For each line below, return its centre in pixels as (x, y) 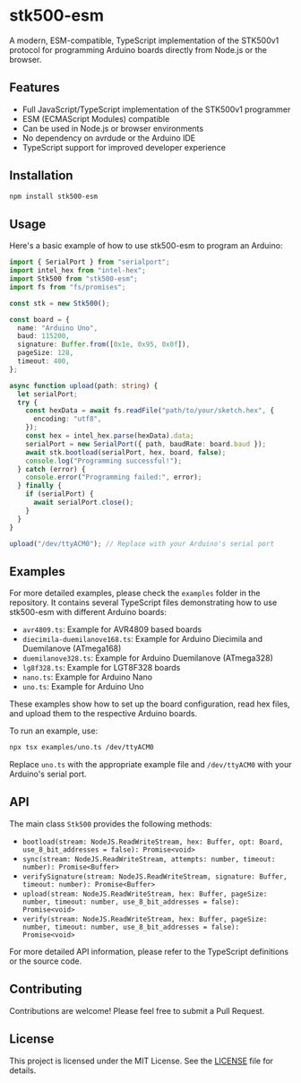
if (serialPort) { (60, 494)
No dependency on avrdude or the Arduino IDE (109, 138)
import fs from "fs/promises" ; (68, 287)
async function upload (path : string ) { (84, 386)
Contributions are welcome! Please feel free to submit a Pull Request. (137, 1010)
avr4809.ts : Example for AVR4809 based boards (112, 629)
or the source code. (46, 961)
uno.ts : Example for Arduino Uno (83, 687)
